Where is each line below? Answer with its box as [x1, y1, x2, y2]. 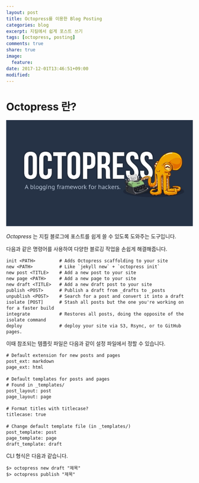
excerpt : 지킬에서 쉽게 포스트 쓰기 [6, 28, 83, 34]
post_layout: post [6, 388, 52, 394]
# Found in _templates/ [6, 382, 65, 388]
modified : [6, 72, 31, 78]
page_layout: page [6, 394, 52, 400]
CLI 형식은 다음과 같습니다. [6, 452, 68, 459]
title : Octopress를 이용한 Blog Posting [6, 15, 102, 22]
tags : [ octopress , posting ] [6, 34, 76, 41]
